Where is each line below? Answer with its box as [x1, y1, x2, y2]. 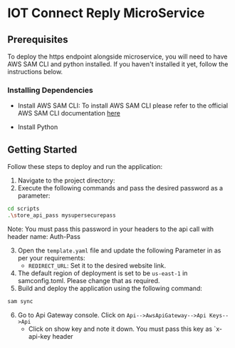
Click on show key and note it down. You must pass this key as [28, 324, 212, 333]
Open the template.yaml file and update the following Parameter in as [17, 246, 221, 255]
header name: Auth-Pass [7, 232, 80, 240]
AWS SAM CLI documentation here [17, 109, 121, 118]
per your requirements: [17, 253, 85, 262]
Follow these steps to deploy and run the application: [7, 163, 163, 171]
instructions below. [7, 68, 63, 76]
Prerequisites [7, 34, 68, 46]
